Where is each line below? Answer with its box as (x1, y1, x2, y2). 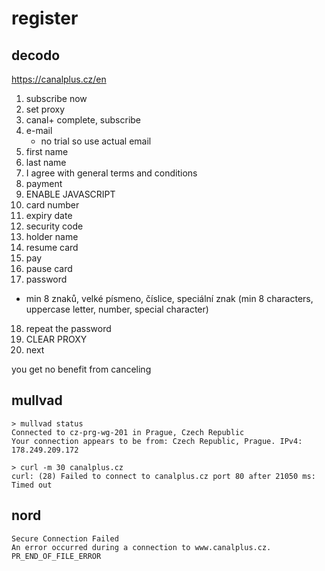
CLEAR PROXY (25, 333, 88, 345)
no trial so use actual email (40, 135, 152, 147)
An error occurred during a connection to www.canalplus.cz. (11, 542, 272, 552)
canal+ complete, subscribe (25, 114, 142, 126)
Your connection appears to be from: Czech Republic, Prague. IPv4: (11, 436, 303, 446)
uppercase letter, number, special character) (25, 303, 209, 315)
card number (25, 199, 80, 211)
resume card (25, 242, 79, 253)
